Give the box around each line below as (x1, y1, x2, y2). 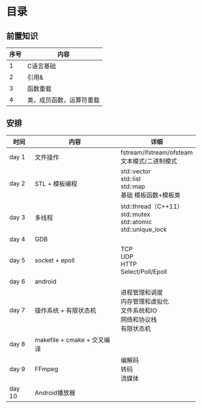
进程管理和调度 (120, 288, 164, 296)
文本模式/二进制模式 (120, 157, 177, 165)
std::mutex (120, 210, 150, 218)
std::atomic (120, 217, 152, 226)
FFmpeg (35, 365, 58, 373)
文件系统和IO (120, 306, 158, 314)
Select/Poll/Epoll (120, 267, 167, 276)
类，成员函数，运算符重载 (27, 96, 100, 104)
